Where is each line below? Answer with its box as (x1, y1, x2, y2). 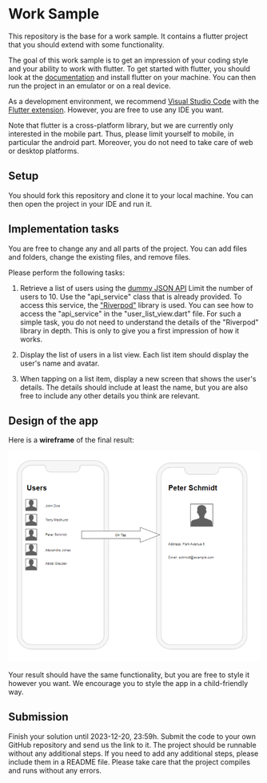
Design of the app (8, 414, 98, 427)
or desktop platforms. (8, 146, 80, 155)
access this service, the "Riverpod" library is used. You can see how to (19, 300, 254, 309)
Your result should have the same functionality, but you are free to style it (8, 670, 250, 680)
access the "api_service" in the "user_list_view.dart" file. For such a (19, 309, 241, 318)
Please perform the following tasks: (8, 268, 126, 277)
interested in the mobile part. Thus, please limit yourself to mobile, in (8, 129, 234, 139)
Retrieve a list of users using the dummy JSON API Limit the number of (19, 283, 253, 293)
